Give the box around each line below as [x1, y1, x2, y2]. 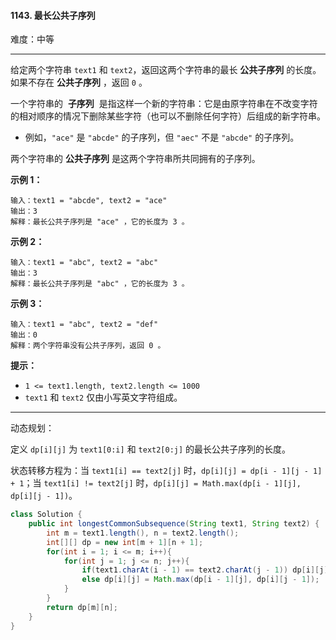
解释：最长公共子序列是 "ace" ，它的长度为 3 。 [10, 217, 190, 227]
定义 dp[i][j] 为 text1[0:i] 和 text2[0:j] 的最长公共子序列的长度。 [10, 443, 292, 455]
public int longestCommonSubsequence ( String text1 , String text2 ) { [28, 519, 320, 529]
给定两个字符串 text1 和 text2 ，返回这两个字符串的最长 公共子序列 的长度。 [10, 64, 322, 76]
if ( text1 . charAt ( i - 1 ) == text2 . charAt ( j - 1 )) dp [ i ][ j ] [81, 565, 329, 575]
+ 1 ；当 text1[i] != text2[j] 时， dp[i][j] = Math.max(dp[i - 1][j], [10, 477, 302, 489]
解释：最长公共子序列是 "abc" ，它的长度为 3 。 [10, 279, 190, 289]
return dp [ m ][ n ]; [46, 602, 118, 612]
